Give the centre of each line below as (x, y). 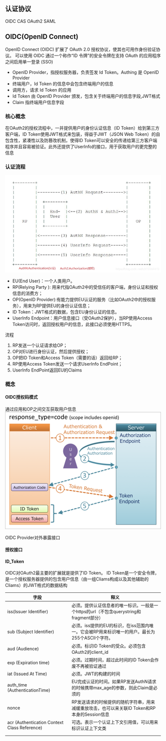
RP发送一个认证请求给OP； (40, 345)
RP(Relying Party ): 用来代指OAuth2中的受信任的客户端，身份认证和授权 (85, 287)
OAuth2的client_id (90, 652)
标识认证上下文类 (89, 728)
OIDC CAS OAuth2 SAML (30, 21)
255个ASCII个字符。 (92, 638)
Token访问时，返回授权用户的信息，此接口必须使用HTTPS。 (73, 324)
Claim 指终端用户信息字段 (38, 102)
